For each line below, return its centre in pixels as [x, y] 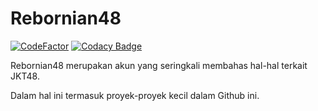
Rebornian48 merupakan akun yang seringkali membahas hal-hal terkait [159, 65]
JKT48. [25, 76]
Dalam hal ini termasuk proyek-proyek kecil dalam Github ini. [135, 95]
